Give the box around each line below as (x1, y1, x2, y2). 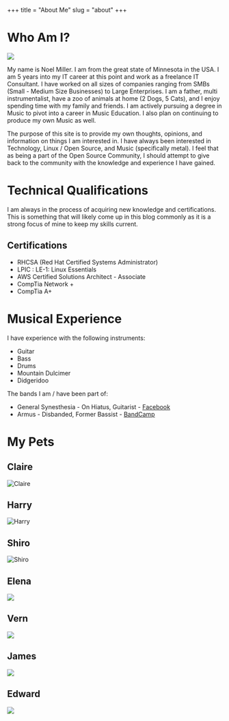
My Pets (7, 434, 55, 450)
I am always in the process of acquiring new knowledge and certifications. (7, 205, 217, 213)
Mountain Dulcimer (16, 369, 71, 377)
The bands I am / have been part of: (7, 389, 108, 398)
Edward (7, 688, 41, 700)
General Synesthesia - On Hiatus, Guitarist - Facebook (16, 402, 171, 411)
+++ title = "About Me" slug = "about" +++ (7, 6, 128, 14)
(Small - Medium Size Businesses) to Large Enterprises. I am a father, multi (7, 87, 217, 95)
